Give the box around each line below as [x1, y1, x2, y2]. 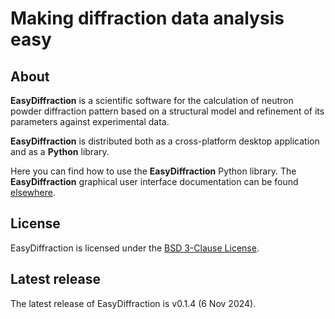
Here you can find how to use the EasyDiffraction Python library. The [10, 165, 297, 177]
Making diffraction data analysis [10, 7, 285, 30]
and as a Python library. [10, 146, 110, 157]
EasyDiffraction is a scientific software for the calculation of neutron [10, 95, 294, 106]
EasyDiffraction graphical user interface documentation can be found [10, 176, 299, 187]
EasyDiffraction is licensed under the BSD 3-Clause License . [10, 242, 260, 254]
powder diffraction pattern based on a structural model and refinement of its [10, 105, 325, 117]
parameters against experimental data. [10, 116, 170, 127]
